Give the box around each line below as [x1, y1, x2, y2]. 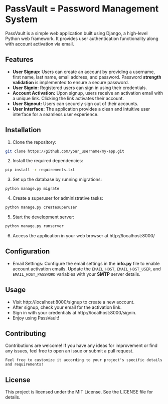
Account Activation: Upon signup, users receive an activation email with [12, 90, 163, 96]
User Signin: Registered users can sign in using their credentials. [12, 85, 147, 91]
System [5, 14, 38, 25]
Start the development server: [12, 214, 75, 220]
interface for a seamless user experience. [12, 111, 99, 117]
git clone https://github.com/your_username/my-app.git [5, 149, 124, 154]
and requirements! [5, 362, 44, 367]
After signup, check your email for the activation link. [12, 304, 122, 310]
